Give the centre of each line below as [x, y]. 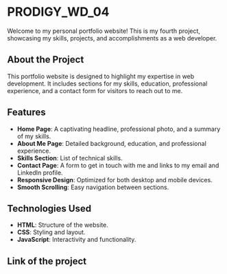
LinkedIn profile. [40, 173]
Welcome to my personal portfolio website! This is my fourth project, [104, 31]
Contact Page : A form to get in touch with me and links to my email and [118, 165]
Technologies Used [49, 209]
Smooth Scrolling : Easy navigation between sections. [93, 187]
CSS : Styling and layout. [51, 232]
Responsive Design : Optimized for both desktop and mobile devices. [115, 179]
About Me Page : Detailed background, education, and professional [112, 143]
